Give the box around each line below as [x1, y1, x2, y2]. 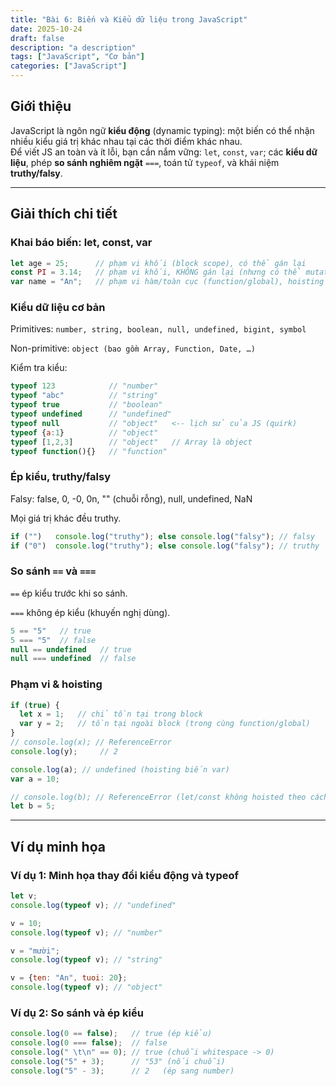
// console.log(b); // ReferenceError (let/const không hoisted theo [10, 792, 307, 802]
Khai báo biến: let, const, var [10, 236, 153, 250]
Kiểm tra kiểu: [10, 362, 68, 374]
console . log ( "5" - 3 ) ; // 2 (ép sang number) [10, 1066, 235, 1076]
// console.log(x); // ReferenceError [10, 737, 172, 748]
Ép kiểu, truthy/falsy [10, 470, 111, 484]
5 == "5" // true [10, 626, 92, 636]
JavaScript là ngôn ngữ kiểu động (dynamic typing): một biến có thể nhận [10, 124, 315, 136]
